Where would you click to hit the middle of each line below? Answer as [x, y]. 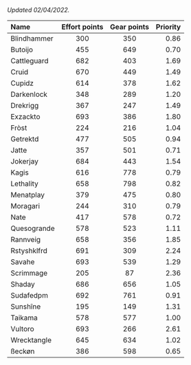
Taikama [24, 318]
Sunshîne [26, 307]
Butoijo [22, 49]
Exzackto [25, 117]
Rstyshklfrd [29, 251]
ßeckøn [23, 351]
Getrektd [25, 139]
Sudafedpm [29, 295]
